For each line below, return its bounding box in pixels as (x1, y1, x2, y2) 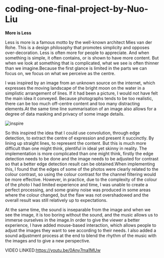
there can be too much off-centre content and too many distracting (5, 100, 140, 106)
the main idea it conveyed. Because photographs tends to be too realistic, (5, 95, 153, 101)
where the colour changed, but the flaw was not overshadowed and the (5, 192, 149, 198)
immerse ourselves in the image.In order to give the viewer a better (5, 217, 140, 223)
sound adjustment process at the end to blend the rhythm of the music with (5, 233, 157, 238)
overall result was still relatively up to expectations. (5, 197, 108, 203)
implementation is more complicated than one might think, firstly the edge (5, 150, 154, 157)
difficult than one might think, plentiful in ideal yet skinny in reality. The (5, 145, 147, 151)
